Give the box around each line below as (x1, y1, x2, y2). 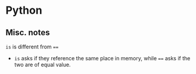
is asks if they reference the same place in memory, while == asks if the (14, 55, 191, 61)
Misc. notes (5, 27, 50, 38)
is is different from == (5, 43, 59, 50)
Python (5, 4, 42, 17)
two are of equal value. (14, 61, 71, 68)
